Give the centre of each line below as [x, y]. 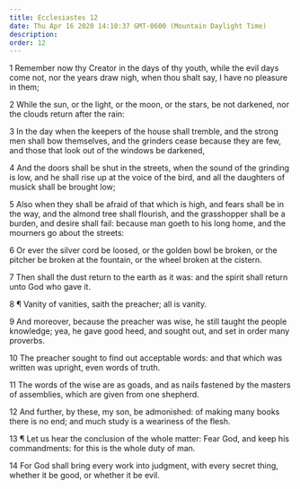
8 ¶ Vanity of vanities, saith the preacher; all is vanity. [108, 304]
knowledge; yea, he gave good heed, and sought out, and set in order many [150, 331]
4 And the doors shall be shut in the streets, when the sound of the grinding [150, 168]
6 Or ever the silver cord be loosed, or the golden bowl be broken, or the [143, 250]
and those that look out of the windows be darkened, [107, 151]
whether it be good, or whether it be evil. [84, 476]
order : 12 [28, 43]
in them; [25, 87]
